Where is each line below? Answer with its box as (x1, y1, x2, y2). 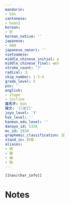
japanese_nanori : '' (5, 47, 47, 52)
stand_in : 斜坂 (5, 137, 34, 143)
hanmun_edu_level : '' (5, 119, 49, 124)
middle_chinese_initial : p (5, 57, 59, 61)
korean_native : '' (5, 34, 42, 39)
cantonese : (5, 16, 27, 21)
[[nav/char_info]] (5, 173, 42, 178)
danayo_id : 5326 (5, 124, 38, 129)
